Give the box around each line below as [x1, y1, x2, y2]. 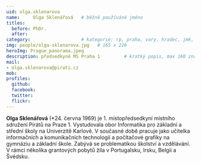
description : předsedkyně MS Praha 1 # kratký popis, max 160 [6, 53, 186, 59]
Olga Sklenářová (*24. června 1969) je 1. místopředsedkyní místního [6, 115, 175, 122]
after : [11, 31, 28, 37]
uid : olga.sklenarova [6, 8, 60, 15]
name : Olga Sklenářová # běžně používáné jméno [6, 14, 144, 20]
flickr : [11, 98, 31, 104]
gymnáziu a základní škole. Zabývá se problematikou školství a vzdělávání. [6, 140, 190, 147]
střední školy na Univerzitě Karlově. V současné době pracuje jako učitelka [6, 127, 190, 134]
